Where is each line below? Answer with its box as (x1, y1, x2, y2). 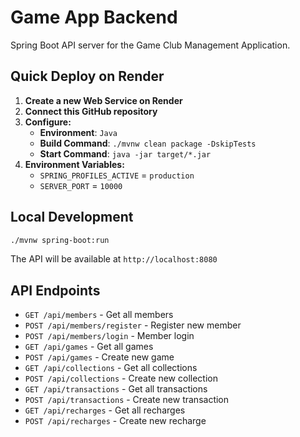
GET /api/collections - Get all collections (24, 362, 198, 374)
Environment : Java (39, 126, 118, 138)
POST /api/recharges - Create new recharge (24, 415, 207, 427)
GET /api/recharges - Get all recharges (24, 404, 186, 416)
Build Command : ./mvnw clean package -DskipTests (39, 137, 257, 149)
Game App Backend (10, 6, 178, 29)
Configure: (24, 116, 72, 128)
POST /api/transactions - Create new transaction (24, 394, 230, 406)
